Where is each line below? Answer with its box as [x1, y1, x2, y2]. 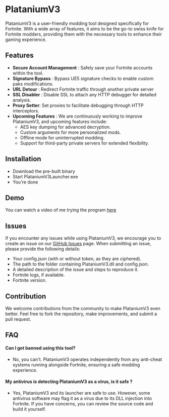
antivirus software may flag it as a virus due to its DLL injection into [12, 395, 152, 401]
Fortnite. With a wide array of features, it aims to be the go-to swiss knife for [5, 25, 164, 31]
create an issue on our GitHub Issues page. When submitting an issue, [5, 241, 151, 247]
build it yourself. [12, 406, 46, 412]
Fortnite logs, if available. [12, 272, 65, 278]
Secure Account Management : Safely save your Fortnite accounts [12, 64, 153, 70]
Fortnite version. [12, 277, 47, 283]
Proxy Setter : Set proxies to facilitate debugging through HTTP [12, 102, 144, 108]
